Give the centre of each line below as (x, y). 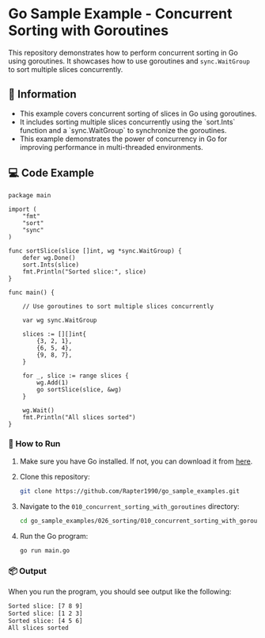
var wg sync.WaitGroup (60, 320)
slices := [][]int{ (55, 334)
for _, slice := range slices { (76, 376)
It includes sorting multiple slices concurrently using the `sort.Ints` (127, 122)
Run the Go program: (54, 536)
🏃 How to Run (34, 444)
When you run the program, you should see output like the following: (120, 591)
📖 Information (42, 95)
